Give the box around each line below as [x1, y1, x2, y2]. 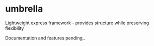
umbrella [5, 3, 43, 15]
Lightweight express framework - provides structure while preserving [5, 20, 149, 26]
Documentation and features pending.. [5, 35, 86, 41]
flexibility [5, 25, 24, 31]
